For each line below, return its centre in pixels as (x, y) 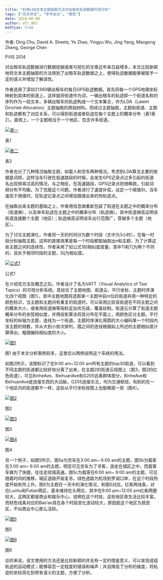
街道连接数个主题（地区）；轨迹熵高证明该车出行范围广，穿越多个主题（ (76, 218)
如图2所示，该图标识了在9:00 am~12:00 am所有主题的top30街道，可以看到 (80, 364)
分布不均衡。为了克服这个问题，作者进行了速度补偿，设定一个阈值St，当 (81, 190)
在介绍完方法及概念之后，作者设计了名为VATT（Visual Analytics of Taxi (76, 284)
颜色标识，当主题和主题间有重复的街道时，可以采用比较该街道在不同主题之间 (81, 302)
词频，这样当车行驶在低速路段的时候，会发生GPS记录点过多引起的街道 (84, 177)
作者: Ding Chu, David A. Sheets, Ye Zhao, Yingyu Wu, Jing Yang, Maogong (80, 42)
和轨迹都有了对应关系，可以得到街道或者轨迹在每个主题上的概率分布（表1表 (80, 114)
